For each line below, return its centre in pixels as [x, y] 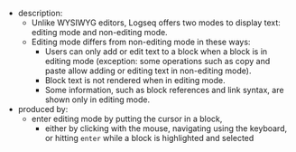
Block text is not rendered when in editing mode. [135, 80]
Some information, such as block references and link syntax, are [164, 90]
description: [40, 13]
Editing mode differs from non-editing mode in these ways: [141, 42]
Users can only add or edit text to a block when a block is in [156, 52]
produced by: [43, 109]
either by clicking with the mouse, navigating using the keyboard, [166, 128]
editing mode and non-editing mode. [100, 32]
